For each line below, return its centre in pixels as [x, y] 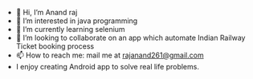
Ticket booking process [55, 46]
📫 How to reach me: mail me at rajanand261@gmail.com [110, 55]
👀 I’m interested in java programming [77, 21]
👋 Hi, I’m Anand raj [47, 12]
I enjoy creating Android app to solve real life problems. [107, 67]
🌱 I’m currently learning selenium [71, 29]
